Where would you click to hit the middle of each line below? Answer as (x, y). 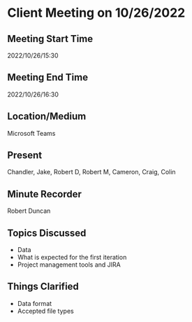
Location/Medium (47, 117)
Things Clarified (43, 287)
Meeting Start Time (50, 39)
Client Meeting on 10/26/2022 (96, 13)
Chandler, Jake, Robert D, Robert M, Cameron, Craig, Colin (91, 172)
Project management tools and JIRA (69, 265)
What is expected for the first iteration (72, 258)
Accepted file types (46, 311)
